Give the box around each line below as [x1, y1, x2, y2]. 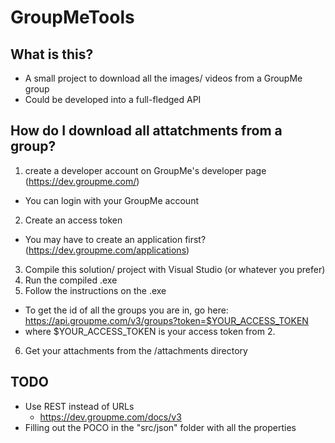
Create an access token [24, 214, 123, 226]
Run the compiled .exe [24, 274, 118, 286]
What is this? [10, 46, 94, 63]
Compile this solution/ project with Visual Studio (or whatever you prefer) [24, 263, 326, 275]
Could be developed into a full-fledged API [24, 94, 202, 105]
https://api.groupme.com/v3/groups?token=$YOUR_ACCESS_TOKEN [24, 314, 309, 326]
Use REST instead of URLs [24, 400, 135, 412]
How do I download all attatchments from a [10, 122, 283, 140]
